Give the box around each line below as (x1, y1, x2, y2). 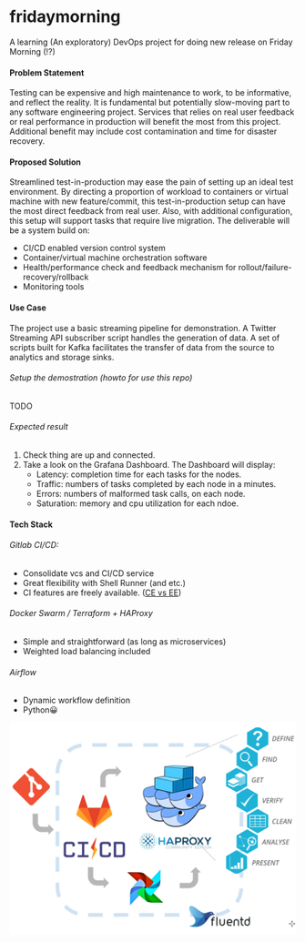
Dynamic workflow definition (22, 694, 130, 706)
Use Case (9, 302, 47, 313)
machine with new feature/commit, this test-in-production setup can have (9, 196, 286, 207)
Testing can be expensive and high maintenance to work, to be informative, (9, 87, 292, 98)
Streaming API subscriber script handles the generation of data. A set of (9, 332, 280, 343)
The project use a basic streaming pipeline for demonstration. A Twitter (9, 322, 277, 333)
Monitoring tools (22, 281, 85, 292)
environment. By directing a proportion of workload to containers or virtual (9, 187, 289, 198)
